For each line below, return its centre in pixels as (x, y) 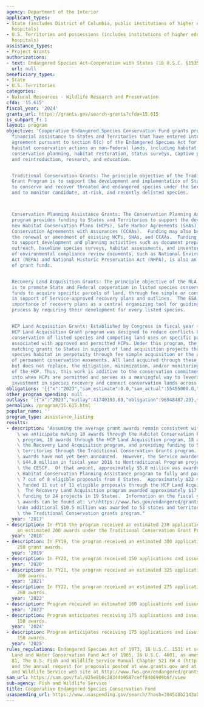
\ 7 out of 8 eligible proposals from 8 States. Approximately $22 (106, 479)
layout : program (27, 126)
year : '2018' (28, 536)
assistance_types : (29, 46)
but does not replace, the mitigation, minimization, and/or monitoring (106, 366)
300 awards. (32, 576)
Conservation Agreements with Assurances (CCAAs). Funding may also (101, 231)
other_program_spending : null (45, 394)
